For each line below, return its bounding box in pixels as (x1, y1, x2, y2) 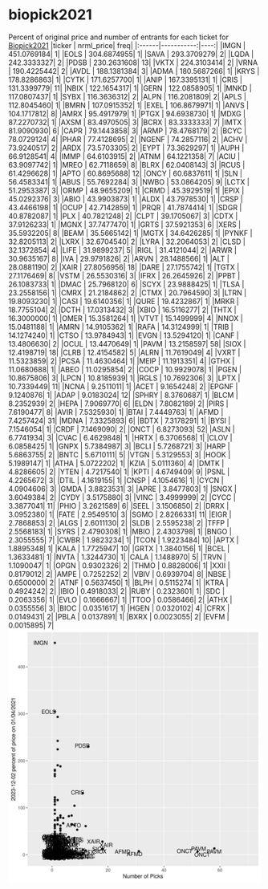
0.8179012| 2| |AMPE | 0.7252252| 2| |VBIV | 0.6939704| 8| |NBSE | (8, 569, 231, 578)
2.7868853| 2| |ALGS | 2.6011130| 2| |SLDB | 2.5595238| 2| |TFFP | (8, 518, 229, 527)
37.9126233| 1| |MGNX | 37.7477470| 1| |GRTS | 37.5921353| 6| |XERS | (8, 219, 242, 229)
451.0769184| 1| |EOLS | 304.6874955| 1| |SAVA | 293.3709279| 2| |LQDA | (8, 49, 254, 59)
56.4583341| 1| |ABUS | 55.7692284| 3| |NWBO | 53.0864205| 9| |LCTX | (8, 177, 250, 186)
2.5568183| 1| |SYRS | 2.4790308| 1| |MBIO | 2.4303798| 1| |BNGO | (8, 526, 233, 536)
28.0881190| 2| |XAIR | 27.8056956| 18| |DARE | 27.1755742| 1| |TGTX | (8, 262, 240, 272)
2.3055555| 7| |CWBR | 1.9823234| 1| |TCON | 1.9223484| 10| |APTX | (8, 535, 239, 545)
